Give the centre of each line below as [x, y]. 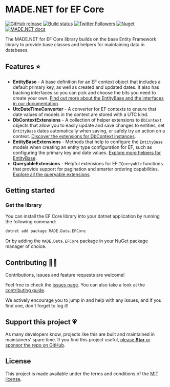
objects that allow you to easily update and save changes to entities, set [89, 125]
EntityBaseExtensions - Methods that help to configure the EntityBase [88, 142]
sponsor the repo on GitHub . [35, 345]
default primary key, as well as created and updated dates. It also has [86, 87]
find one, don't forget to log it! [37, 306]
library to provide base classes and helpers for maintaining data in [75, 44]
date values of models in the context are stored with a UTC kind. [80, 114]
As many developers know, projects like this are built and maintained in [80, 334]
